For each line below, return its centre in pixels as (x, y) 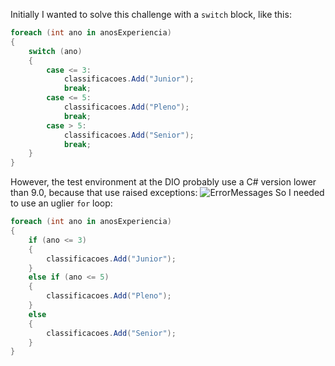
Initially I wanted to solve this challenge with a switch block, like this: (151, 14)
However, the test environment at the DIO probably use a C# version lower (163, 182)
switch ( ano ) (55, 51)
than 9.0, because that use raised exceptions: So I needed (167, 193)
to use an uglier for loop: (61, 203)
